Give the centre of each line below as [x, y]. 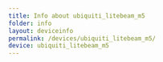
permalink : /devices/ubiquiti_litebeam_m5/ [82, 38]
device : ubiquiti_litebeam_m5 [59, 46]
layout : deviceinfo [41, 31]
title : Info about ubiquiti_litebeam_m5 [77, 16]
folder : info [30, 23]
